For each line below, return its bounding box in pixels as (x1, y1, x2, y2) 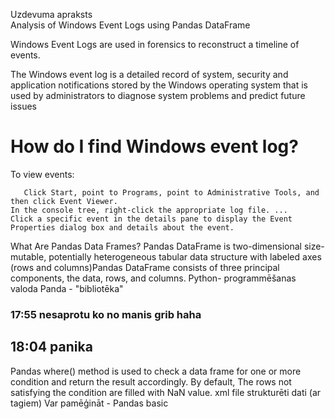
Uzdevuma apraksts (10, 9, 93, 20)
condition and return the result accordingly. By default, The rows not (10, 375, 292, 388)
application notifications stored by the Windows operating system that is (10, 79, 308, 91)
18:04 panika (10, 339, 93, 356)
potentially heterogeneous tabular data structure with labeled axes (48, 250, 322, 263)
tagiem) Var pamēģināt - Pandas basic (10, 397, 169, 409)
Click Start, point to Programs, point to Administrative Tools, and (23, 187, 320, 198)
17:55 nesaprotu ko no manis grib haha (10, 307, 202, 321)
